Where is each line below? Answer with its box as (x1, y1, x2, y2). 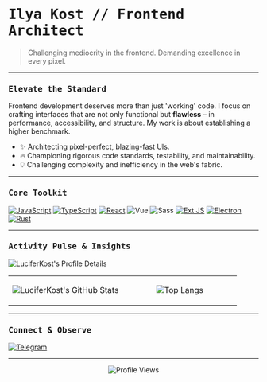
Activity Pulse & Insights (8, 241, 131, 251)
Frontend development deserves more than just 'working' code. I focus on (8, 101, 251, 111)
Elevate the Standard (8, 84, 106, 94)
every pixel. (27, 56, 66, 65)
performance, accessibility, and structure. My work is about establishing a (8, 118, 251, 128)
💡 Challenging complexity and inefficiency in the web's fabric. (19, 160, 223, 170)
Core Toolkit (8, 188, 68, 198)
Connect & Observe (8, 325, 92, 335)
